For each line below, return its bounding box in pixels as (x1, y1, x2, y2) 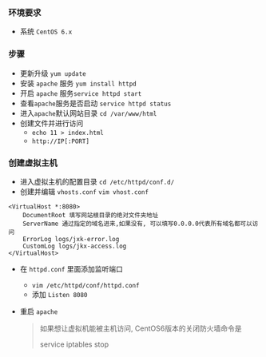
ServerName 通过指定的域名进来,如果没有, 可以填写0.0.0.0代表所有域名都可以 (22, 220, 253, 228)
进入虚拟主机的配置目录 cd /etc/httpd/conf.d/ (19, 177, 175, 186)
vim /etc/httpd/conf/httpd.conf (31, 281, 140, 289)
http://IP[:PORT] (31, 137, 90, 145)
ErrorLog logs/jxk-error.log (22, 235, 120, 243)
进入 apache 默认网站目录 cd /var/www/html (19, 108, 157, 117)
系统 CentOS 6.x (19, 26, 73, 37)
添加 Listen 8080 (31, 289, 88, 299)
